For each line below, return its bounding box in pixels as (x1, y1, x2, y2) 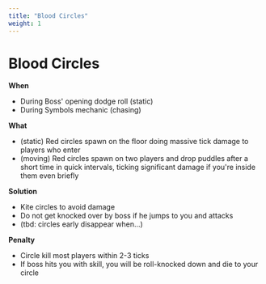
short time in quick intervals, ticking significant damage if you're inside (19, 163, 256, 172)
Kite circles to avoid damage (19, 202, 116, 212)
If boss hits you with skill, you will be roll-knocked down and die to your (19, 260, 259, 269)
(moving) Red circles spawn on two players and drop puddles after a (19, 154, 249, 163)
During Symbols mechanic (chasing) (19, 105, 141, 115)
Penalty (8, 235, 36, 245)
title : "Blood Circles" (8, 11, 89, 20)
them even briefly (19, 171, 79, 180)
